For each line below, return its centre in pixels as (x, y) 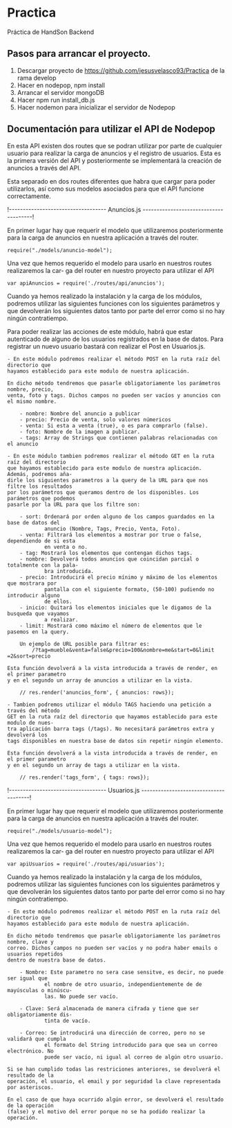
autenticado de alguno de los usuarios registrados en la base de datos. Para (115, 339)
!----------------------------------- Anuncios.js (74, 209)
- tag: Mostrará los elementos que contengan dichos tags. (106, 553)
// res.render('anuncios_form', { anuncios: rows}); (97, 692)
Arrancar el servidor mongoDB (61, 92)
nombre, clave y (30, 942)
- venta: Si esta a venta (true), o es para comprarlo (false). (114, 425)
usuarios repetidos (35, 954)
